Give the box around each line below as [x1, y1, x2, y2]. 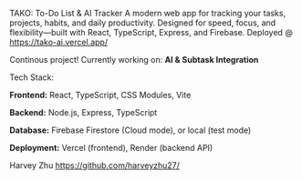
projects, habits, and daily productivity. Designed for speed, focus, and [9, 17, 276, 28]
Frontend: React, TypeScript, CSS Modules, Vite [9, 90, 192, 100]
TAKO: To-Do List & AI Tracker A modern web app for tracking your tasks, [9, 8, 286, 18]
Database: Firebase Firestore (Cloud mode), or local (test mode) [9, 125, 252, 135]
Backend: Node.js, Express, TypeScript [9, 107, 158, 117]
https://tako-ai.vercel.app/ [9, 36, 108, 47]
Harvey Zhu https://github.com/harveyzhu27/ [9, 160, 181, 171]
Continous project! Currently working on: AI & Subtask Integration [9, 55, 259, 65]
